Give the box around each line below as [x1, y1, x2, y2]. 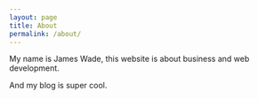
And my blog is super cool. [9, 80, 108, 91]
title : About [9, 21, 58, 30]
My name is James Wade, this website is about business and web [9, 54, 250, 65]
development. [9, 63, 60, 73]
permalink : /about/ [9, 29, 82, 38]
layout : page [9, 12, 58, 22]
